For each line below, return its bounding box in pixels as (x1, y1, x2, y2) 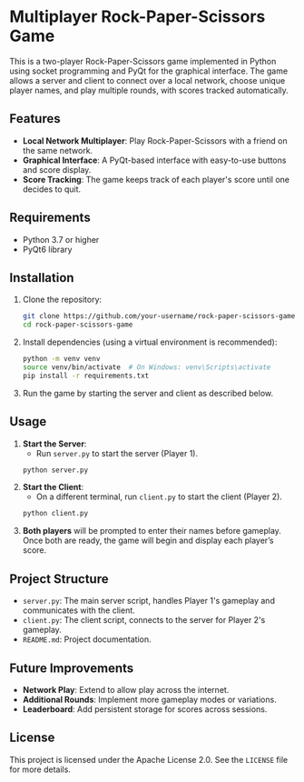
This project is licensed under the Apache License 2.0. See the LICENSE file (9, 754, 289, 765)
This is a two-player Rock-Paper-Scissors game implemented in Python (9, 55, 277, 66)
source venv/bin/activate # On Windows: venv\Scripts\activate (22, 363, 271, 372)
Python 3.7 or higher (22, 234, 100, 245)
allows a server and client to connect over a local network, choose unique (9, 75, 286, 85)
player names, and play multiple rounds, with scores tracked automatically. (9, 85, 289, 95)
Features (9, 111, 61, 126)
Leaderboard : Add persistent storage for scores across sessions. (22, 703, 268, 715)
